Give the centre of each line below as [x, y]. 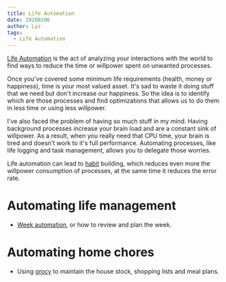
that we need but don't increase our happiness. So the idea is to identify [109, 94]
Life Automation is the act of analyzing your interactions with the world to [110, 58]
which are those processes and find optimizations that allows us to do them [113, 101]
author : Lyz [24, 26]
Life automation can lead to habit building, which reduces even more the [109, 164]
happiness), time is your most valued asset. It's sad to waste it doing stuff [111, 86]
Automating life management [91, 206]
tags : [15, 33]
